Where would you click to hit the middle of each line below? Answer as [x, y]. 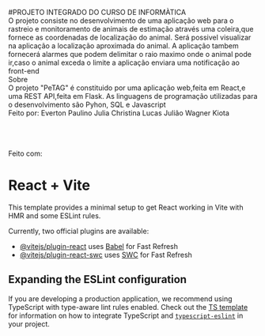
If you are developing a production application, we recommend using [120, 298]
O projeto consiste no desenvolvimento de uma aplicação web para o [121, 21]
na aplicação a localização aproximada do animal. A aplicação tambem [123, 46]
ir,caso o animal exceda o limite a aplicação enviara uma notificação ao [124, 62]
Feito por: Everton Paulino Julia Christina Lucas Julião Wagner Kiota [119, 113]
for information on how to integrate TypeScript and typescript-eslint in [126, 315]
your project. [29, 323]
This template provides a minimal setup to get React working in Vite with [126, 207]
